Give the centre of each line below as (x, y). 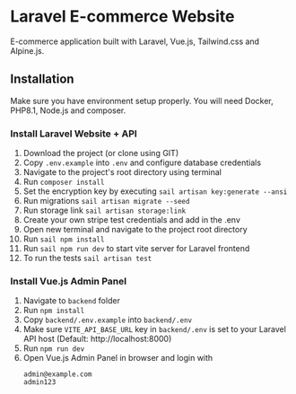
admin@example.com (57, 374)
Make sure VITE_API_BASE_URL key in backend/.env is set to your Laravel (154, 329)
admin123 (39, 382)
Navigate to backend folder (71, 301)
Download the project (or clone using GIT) (101, 153)
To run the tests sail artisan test (87, 258)
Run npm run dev (54, 348)
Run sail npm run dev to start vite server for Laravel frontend (136, 249)
